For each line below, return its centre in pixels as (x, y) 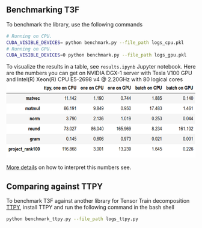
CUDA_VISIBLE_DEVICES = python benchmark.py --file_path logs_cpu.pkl (95, 42)
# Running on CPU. (29, 36)
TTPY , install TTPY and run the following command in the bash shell (90, 208)
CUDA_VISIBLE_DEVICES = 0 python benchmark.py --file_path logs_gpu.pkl (96, 55)
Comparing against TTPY (55, 186)
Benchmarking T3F (43, 10)
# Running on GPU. (29, 49)
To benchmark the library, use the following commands (75, 24)
